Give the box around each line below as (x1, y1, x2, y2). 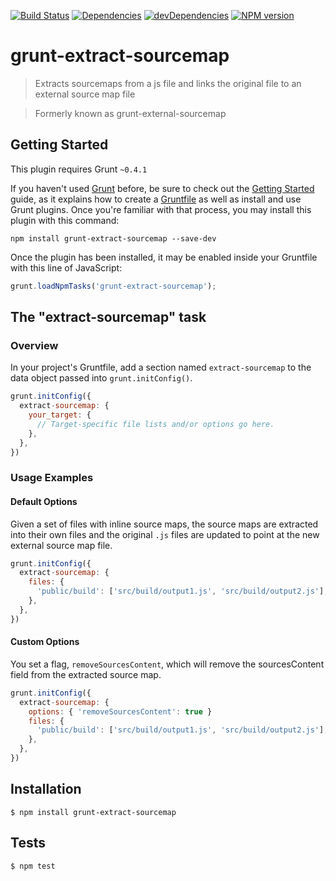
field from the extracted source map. (10, 668, 162, 680)
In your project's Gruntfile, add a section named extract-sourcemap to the (10, 361, 312, 374)
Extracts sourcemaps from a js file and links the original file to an (34, 77, 302, 89)
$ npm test (10, 861, 56, 871)
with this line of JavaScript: (10, 261, 123, 274)
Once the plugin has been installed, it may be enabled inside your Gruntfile (10, 251, 318, 263)
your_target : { (28, 410, 92, 420)
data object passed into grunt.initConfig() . (10, 372, 193, 384)
